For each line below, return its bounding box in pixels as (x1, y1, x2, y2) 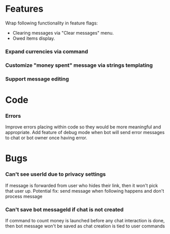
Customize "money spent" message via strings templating (5, 62, 153, 69)
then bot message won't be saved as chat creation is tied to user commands (5, 223, 165, 229)
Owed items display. (12, 35, 55, 41)
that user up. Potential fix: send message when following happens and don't (5, 188, 164, 194)
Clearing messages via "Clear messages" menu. (12, 30, 114, 36)
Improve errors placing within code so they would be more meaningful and (5, 124, 161, 130)
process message (5, 193, 43, 199)
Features (5, 3, 44, 15)
